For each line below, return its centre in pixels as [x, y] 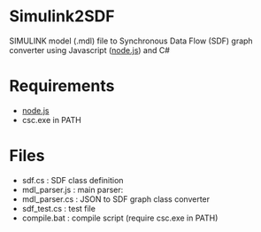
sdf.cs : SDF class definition [73, 180]
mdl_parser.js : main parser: [73, 189]
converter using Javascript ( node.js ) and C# [90, 50]
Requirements [62, 86]
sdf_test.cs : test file [58, 208]
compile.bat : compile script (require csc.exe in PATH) [120, 218]
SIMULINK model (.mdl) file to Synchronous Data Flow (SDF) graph [131, 41]
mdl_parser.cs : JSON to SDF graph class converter [116, 199]
